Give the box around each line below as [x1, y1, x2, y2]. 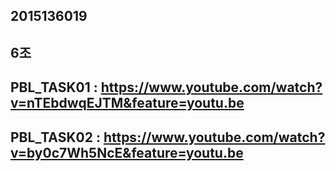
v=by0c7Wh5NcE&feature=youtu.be [10, 144, 244, 161]
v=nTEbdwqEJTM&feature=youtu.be [10, 95, 245, 112]
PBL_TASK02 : [10, 129, 101, 146]
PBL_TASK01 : [10, 79, 98, 96]
